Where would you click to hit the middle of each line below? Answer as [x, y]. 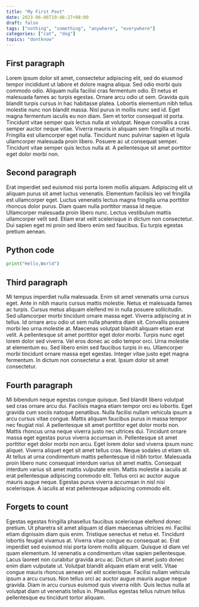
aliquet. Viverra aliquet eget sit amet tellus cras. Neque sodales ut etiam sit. [98, 450]
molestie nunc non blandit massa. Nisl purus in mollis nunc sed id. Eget [93, 109]
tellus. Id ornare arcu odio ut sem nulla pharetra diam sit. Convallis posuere [98, 322]
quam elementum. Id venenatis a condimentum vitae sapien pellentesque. [96, 553]
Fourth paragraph [40, 385]
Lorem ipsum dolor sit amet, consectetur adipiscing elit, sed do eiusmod [94, 78]
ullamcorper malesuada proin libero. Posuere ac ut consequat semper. [92, 141]
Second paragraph [41, 173]
